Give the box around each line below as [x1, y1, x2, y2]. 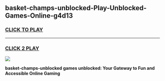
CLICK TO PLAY [5, 27, 43, 33]
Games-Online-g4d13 [5, 12, 73, 20]
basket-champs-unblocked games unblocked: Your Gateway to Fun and [5, 65, 155, 71]
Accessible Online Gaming [5, 70, 60, 76]
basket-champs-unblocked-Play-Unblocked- [5, 4, 147, 12]
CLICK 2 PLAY [5, 45, 39, 52]
